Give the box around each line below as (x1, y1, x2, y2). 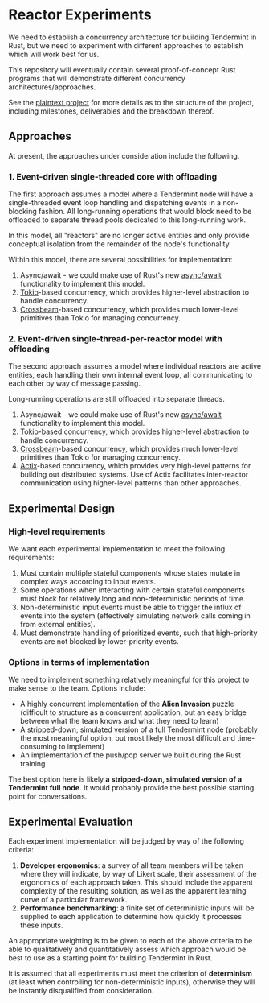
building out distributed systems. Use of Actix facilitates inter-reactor (19, 469, 249, 480)
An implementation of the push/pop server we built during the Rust (19, 750, 242, 760)
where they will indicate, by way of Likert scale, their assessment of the (19, 869, 257, 879)
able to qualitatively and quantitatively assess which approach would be (8, 944, 247, 955)
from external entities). (19, 620, 96, 629)
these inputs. (19, 920, 63, 931)
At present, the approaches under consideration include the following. (8, 151, 240, 160)
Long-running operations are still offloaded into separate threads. (8, 394, 225, 404)
